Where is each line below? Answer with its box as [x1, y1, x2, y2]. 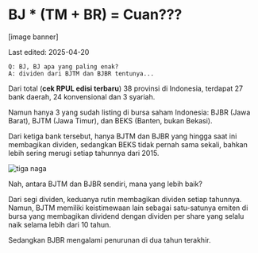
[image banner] [8, 32, 59, 41]
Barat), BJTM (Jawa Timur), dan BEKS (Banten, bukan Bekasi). [8, 115, 213, 125]
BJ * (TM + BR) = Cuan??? [8, 6, 183, 24]
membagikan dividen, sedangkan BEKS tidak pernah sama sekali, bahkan [8, 139, 248, 149]
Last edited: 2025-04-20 [8, 47, 90, 56]
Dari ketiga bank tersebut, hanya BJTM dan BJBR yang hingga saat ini [8, 131, 237, 141]
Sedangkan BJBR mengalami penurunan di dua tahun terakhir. [8, 235, 211, 244]
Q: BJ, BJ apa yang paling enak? [8, 62, 119, 71]
